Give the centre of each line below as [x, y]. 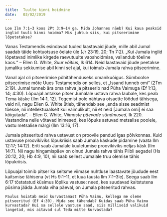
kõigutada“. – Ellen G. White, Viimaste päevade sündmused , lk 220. [74, 115]
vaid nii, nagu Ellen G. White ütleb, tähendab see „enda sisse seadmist [77, 104]
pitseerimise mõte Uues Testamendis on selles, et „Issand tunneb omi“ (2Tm [83, 83]
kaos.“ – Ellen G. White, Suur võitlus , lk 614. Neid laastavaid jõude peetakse [82, 62]
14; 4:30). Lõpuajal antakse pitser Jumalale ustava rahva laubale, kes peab [82, 93]
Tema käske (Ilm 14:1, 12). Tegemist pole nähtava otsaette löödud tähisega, [82, 99]
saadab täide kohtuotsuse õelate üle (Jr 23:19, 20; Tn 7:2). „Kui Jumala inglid [84, 52]
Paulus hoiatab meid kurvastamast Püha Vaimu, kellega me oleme [73, 196]
